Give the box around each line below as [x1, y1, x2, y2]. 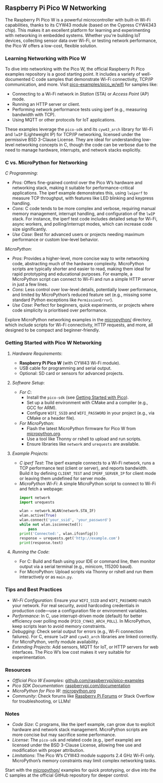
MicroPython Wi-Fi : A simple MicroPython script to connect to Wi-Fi [19, 480, 156, 487]
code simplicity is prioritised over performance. [12, 307, 108, 313]
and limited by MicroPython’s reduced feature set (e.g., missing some [12, 292, 152, 298]
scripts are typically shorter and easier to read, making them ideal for [12, 266, 151, 272]
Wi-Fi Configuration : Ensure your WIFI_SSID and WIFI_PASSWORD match [12, 597, 151, 603]
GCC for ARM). [26, 405, 57, 411]
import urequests [19, 500, 55, 505]
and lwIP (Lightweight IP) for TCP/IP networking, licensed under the [5, 132, 141, 137]
